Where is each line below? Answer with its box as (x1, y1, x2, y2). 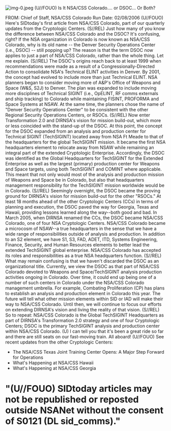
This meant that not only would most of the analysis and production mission (5, 171, 164, 178)
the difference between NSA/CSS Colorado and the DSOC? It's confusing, (5, 31, 160, 37)
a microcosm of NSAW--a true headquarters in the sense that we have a (5, 225, 157, 232)
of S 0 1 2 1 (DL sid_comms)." (5, 415, 121, 427)
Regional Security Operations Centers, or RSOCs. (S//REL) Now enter (5, 112, 150, 118)
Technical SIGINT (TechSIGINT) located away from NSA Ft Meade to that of (5, 134, 164, 139)
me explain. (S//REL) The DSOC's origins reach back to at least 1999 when (5, 58, 161, 64)
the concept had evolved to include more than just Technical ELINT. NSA (5, 74, 158, 80)
